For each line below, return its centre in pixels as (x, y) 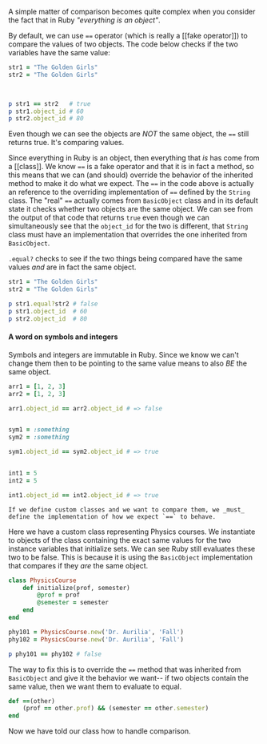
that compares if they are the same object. (78, 565)
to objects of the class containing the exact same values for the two (120, 540)
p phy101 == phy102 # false (55, 654)
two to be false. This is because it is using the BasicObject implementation (131, 557)
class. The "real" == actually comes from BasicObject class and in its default (133, 200)
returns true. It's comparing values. (66, 143)
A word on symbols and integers (63, 337)
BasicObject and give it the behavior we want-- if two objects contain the (129, 677)
